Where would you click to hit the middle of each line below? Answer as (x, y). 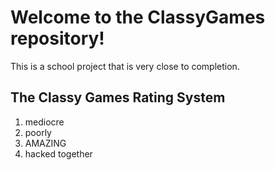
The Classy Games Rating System (118, 97)
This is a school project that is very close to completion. (125, 66)
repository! (57, 38)
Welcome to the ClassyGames (138, 17)
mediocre (44, 122)
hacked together (58, 153)
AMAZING (45, 143)
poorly (38, 132)
